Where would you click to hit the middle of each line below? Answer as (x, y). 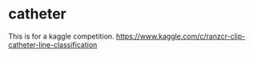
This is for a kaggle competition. (61, 36)
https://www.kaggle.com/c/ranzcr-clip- (181, 36)
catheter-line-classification (53, 44)
